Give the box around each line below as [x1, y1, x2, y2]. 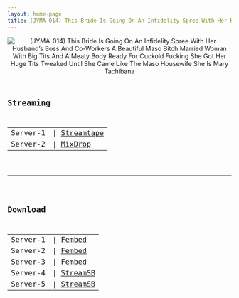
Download [7, 204, 46, 215]
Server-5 [11, 279, 46, 289]
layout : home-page [7, 10, 62, 18]
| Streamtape [52, 129, 105, 138]
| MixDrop [52, 139, 91, 149]
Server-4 [11, 268, 46, 277]
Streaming [7, 97, 51, 108]
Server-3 [11, 257, 46, 267]
